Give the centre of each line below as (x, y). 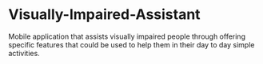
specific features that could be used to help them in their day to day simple (131, 44)
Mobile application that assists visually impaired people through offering (127, 36)
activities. (24, 53)
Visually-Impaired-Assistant (105, 15)
